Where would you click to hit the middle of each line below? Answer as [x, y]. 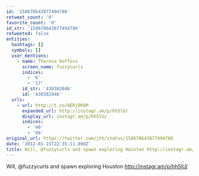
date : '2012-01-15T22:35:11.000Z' [49, 144]
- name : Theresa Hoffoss [47, 61]
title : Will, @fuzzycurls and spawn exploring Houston [75, 149]
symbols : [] [26, 50]
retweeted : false [28, 34]
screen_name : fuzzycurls [52, 67]
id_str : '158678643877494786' [44, 28]
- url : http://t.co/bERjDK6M [53, 105]
